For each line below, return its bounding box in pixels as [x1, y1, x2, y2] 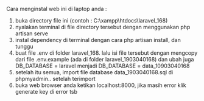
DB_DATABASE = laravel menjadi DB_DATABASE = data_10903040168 [15, 62, 190, 69]
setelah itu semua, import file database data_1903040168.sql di [15, 69, 174, 75]
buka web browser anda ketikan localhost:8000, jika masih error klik [15, 82, 187, 89]
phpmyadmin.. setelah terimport [15, 75, 96, 82]
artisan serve [15, 30, 49, 37]
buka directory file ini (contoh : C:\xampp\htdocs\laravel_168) [15, 17, 168, 24]
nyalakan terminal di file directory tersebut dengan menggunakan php [15, 24, 191, 30]
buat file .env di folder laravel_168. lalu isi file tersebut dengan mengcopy [15, 49, 198, 57]
